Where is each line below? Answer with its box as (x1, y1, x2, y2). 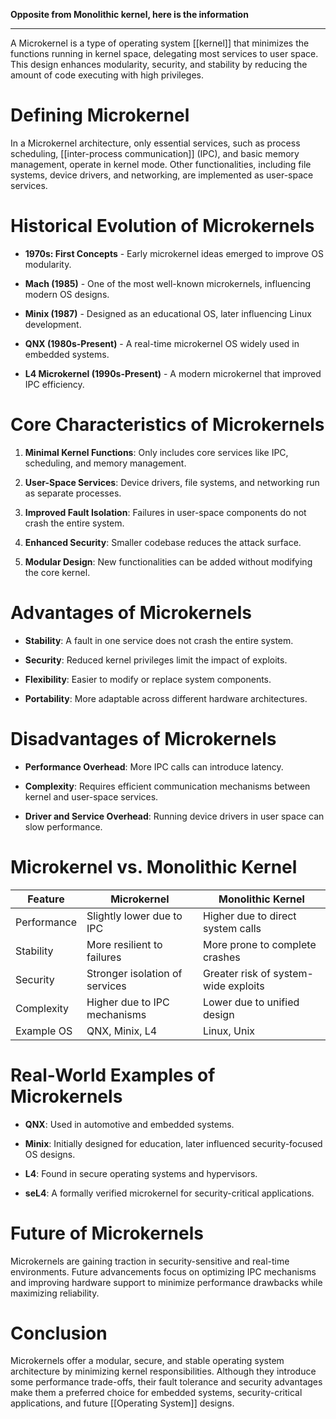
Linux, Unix (202, 1024, 256, 1038)
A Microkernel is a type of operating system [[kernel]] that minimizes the (10, 37, 310, 49)
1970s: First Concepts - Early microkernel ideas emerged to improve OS (24, 247, 324, 259)
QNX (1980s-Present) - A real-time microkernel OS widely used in (24, 337, 300, 349)
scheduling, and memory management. (24, 457, 187, 469)
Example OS (15, 1024, 73, 1038)
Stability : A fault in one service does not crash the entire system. (24, 634, 294, 646)
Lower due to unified (202, 995, 300, 1009)
